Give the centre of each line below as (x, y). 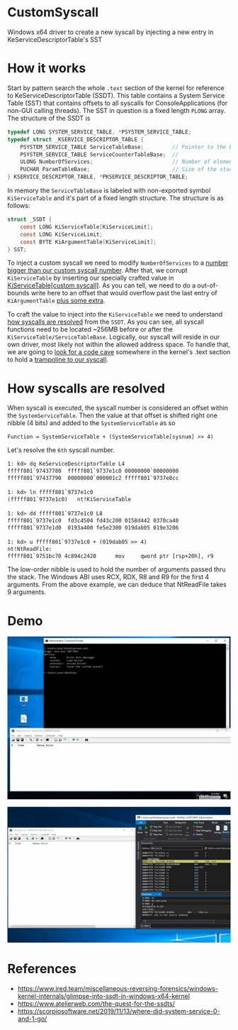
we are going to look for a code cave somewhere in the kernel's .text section (119, 352)
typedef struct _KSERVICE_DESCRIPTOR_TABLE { (75, 139)
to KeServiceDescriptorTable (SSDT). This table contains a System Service (116, 95)
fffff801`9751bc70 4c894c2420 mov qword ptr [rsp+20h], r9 (110, 557)
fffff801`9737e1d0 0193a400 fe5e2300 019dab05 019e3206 (93, 528)
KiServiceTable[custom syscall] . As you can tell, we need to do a (102, 285)
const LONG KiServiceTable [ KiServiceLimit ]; (87, 227)
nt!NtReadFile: (30, 549)
